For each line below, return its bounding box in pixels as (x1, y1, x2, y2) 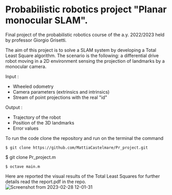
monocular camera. (5, 63, 47, 69)
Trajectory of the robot (12, 114, 61, 120)
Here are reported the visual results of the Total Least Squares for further (5, 173, 160, 179)
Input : (5, 73, 19, 79)
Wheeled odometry (12, 83, 54, 90)
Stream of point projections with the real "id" (12, 94, 108, 100)
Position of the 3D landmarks (12, 119, 74, 126)
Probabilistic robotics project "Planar (5, 4, 167, 15)
